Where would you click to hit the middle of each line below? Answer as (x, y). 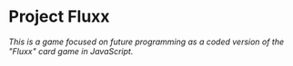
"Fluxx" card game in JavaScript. (71, 51)
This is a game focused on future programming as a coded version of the (146, 42)
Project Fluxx (59, 17)
